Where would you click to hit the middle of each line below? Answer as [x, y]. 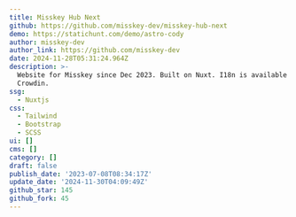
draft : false [33, 166]
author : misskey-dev [47, 42]
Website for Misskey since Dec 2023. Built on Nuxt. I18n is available [152, 75]
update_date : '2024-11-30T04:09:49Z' [79, 182]
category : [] [33, 157]
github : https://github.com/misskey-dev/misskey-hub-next [118, 26]
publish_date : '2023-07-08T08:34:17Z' [81, 174]
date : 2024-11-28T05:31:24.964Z [69, 58]
